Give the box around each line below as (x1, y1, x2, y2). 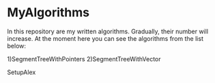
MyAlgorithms (7, 5, 90, 20)
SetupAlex (7, 68, 36, 76)
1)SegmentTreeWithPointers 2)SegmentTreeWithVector (7, 54, 162, 63)
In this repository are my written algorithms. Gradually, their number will (7, 27, 209, 35)
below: (7, 41, 26, 50)
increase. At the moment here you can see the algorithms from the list (7, 34, 203, 42)
